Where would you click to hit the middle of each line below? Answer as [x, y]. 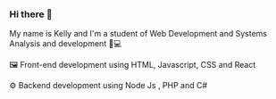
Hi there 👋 [31, 14]
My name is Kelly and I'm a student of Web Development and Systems [138, 34]
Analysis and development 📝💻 [66, 44]
